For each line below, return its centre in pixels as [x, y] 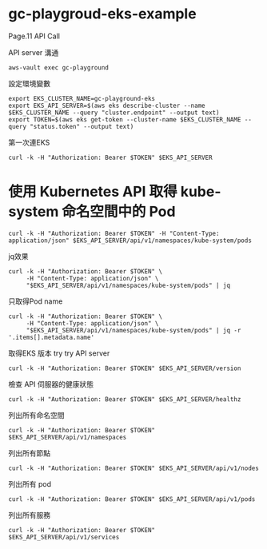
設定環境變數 [29, 83]
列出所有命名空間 [36, 415]
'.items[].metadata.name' [51, 337]
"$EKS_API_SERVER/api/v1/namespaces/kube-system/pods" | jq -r [133, 330]
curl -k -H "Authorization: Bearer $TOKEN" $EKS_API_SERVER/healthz [125, 399]
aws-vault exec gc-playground [59, 68]
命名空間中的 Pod [119, 212]
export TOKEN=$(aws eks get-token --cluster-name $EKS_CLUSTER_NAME [125, 119]
